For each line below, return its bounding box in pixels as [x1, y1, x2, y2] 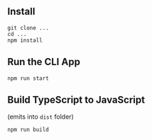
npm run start [7, 74, 50, 82]
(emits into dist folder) [7, 112, 75, 121]
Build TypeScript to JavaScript [7, 94, 146, 106]
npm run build [7, 127, 50, 134]
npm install [7, 37, 43, 44]
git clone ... [7, 24, 50, 31]
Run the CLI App [7, 56, 80, 68]
